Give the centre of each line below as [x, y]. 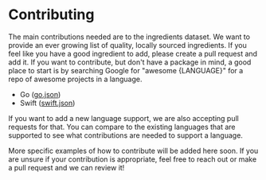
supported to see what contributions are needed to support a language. [125, 135]
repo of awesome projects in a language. [75, 79]
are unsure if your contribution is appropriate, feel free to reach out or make [133, 159]
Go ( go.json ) [40, 94]
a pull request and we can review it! [66, 167]
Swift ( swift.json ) [47, 103]
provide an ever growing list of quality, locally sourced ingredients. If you [127, 45]
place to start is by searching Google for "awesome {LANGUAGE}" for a [126, 70]
